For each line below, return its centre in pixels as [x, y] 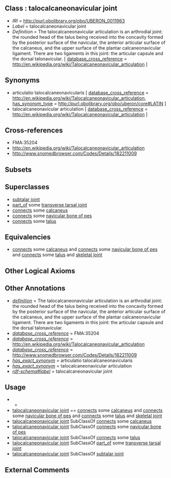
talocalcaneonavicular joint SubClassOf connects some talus [76, 438]
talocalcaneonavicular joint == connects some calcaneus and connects [87, 411]
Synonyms [22, 81]
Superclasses [27, 187]
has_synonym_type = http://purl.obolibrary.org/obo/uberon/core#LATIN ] [89, 103]
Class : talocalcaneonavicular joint [61, 8]
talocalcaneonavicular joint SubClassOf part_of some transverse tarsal [87, 443]
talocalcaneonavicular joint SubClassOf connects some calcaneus [82, 421]
